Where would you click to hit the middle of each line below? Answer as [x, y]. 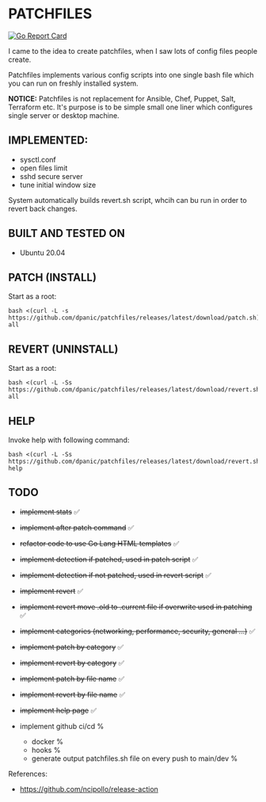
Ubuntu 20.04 [42, 252]
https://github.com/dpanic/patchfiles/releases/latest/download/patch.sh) [134, 318]
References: [28, 773]
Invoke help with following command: [69, 440]
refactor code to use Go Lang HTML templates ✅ [99, 543]
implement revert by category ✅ [72, 663]
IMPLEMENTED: [48, 141]
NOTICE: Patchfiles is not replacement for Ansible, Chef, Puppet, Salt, [122, 98]
